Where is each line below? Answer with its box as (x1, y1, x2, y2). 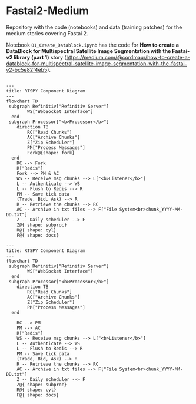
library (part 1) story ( (14, 54, 67, 61)
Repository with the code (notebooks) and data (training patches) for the (6, 24, 182, 31)
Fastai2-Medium (6, 4, 89, 18)
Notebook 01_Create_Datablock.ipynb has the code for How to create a (6, 41, 180, 48)
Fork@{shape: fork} (27, 150, 75, 155)
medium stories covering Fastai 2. (6, 29, 88, 37)
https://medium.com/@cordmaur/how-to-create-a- (66, 54, 190, 61)
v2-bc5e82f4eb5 (6, 66, 48, 73)
